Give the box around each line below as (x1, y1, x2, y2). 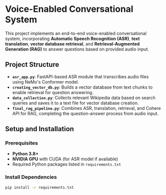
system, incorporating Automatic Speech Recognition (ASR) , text (5, 36, 140, 42)
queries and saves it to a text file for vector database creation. (12, 100, 139, 106)
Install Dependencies (5, 174, 57, 181)
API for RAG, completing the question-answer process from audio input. (12, 110, 159, 116)
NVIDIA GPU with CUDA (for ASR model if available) (12, 156, 119, 162)
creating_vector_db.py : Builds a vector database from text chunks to (12, 84, 153, 90)
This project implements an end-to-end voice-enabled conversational (5, 30, 147, 36)
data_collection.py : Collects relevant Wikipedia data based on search (12, 95, 156, 100)
